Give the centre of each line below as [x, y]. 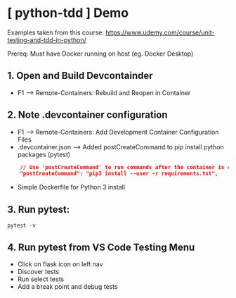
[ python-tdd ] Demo [68, 13]
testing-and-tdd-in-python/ [47, 39]
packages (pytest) [44, 154]
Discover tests [38, 271]
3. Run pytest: [39, 209]
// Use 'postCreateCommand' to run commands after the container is [122, 167]
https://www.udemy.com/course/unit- [160, 32]
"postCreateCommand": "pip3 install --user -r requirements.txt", [119, 174]
